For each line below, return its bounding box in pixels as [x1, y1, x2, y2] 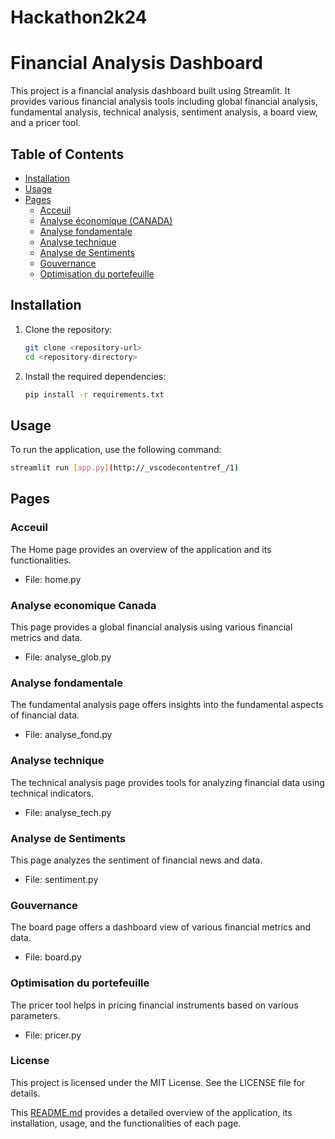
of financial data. [10, 709, 80, 721]
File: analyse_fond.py [24, 729, 113, 741]
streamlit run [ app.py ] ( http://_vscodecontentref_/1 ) [10, 463, 240, 473]
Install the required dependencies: [24, 370, 167, 382]
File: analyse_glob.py [24, 651, 112, 663]
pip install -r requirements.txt [24, 389, 165, 400]
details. [10, 1087, 41, 1099]
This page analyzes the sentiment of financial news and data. [10, 854, 263, 866]
